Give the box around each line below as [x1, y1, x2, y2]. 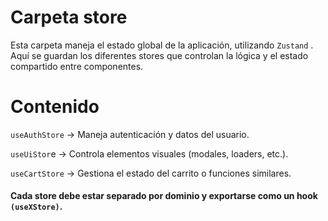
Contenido [10, 96, 100, 118]
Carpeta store [10, 6, 128, 29]
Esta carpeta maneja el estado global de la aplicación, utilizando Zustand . [10, 39, 314, 51]
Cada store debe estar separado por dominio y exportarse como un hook [10, 190, 318, 202]
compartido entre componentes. [10, 60, 144, 72]
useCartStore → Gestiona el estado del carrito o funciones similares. [10, 167, 292, 179]
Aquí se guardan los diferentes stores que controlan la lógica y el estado [10, 49, 309, 61]
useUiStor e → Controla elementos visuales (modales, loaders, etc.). [10, 147, 289, 160]
